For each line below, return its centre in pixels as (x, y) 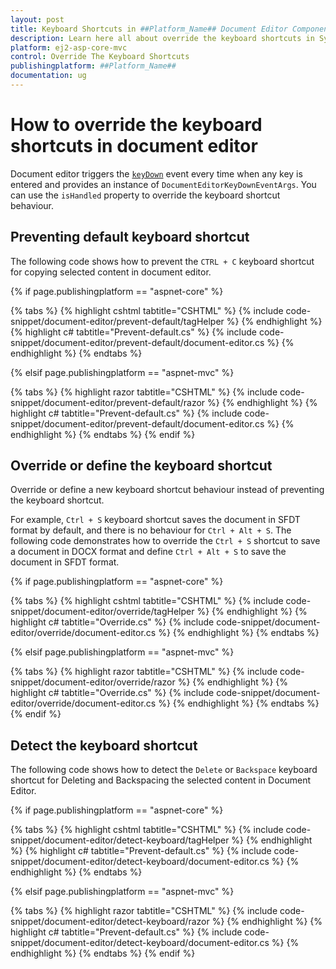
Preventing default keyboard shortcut (130, 237)
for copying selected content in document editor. (111, 272)
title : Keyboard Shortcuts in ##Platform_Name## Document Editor (149, 29)
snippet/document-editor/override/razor (93, 682)
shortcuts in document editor (134, 146)
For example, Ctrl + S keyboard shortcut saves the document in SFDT (155, 520)
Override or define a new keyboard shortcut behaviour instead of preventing (167, 490)
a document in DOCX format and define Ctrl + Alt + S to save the (148, 552)
